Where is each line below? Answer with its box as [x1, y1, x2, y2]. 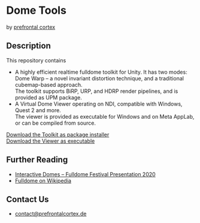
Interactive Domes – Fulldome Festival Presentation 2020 [14, 170, 156, 177]
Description [6, 41, 51, 51]
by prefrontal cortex [6, 23, 56, 31]
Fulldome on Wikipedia [14, 177, 72, 184]
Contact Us [6, 194, 49, 204]
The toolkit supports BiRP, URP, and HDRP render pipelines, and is [14, 88, 178, 95]
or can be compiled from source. [14, 119, 96, 126]
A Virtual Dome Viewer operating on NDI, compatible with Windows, [14, 100, 183, 107]
